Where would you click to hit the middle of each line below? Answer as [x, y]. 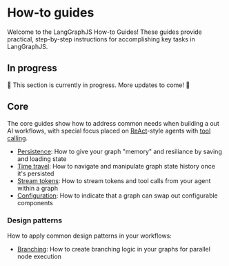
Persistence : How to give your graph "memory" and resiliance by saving [119, 151]
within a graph [38, 188]
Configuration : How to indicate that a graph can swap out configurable [118, 196]
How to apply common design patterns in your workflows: [90, 236]
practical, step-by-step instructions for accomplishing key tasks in [101, 39]
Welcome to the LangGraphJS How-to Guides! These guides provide [104, 32]
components [35, 202]
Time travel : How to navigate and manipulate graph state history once [116, 166]
